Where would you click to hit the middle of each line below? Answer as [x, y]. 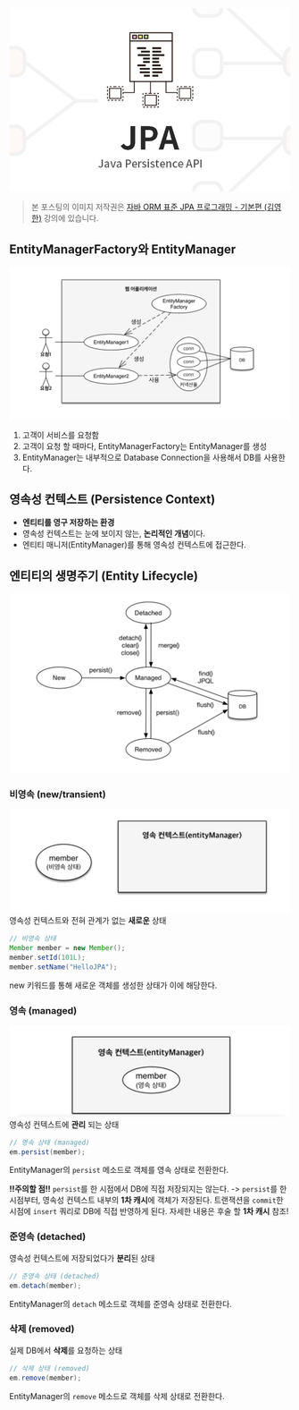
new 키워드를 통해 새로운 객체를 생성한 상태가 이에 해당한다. [113, 985]
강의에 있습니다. [71, 218]
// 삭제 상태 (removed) [50, 1368]
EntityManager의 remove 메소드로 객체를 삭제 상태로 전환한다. [117, 1396]
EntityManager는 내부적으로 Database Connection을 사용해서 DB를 [141, 457]
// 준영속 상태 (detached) [55, 1276]
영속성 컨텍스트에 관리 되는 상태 [64, 1124]
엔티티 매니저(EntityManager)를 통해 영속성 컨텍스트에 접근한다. [134, 545]
